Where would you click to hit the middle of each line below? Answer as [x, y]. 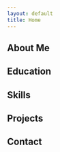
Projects [25, 118]
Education [29, 72]
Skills [19, 95]
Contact [25, 142]
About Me [28, 48]
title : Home [24, 20]
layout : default [30, 13]
